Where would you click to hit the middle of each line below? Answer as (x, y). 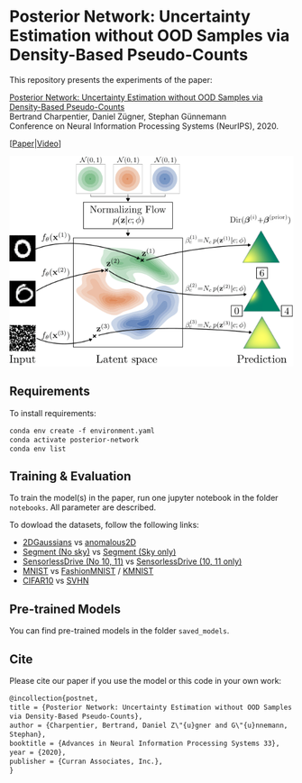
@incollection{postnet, (54, 699)
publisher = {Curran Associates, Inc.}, (87, 762)
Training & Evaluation (70, 476)
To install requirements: (53, 413)
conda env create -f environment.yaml (82, 431)
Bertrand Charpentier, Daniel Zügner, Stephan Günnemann (118, 116)
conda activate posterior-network (74, 440)
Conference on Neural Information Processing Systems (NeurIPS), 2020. (144, 126)
